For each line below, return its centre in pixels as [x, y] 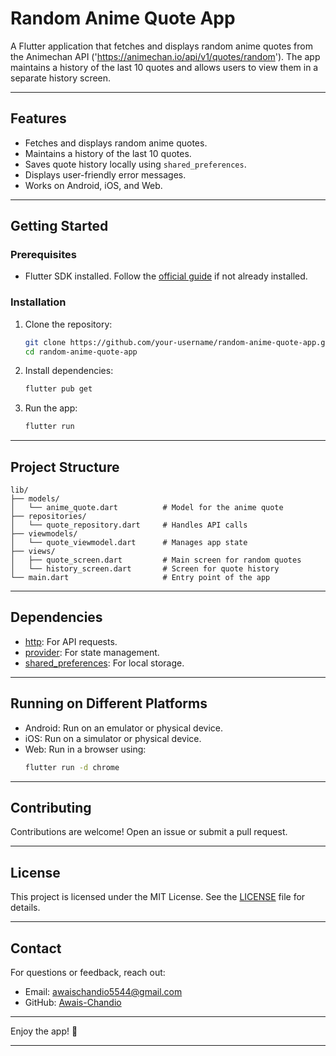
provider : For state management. [92, 652]
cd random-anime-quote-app [81, 352]
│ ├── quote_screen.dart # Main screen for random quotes [156, 560]
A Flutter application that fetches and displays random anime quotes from [161, 46]
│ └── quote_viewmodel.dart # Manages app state [129, 543]
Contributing [51, 807]
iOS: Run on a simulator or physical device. [113, 738]
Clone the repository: [68, 324]
